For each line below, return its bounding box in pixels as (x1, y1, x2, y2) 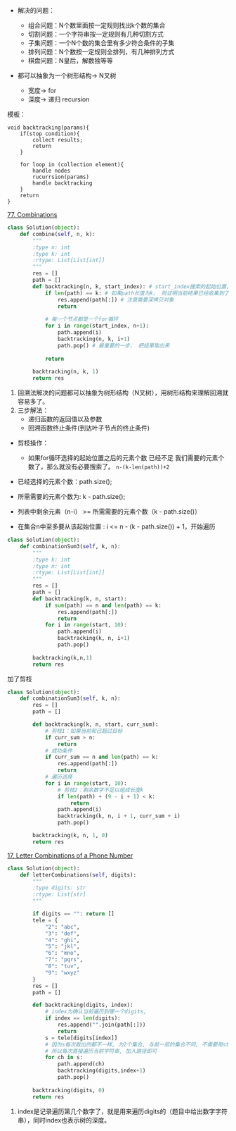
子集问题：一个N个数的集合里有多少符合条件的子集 (27, 39, 175, 47)
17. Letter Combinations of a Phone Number (7, 851, 133, 860)
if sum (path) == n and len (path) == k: (44, 602, 162, 609)
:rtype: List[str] (32, 891, 86, 898)
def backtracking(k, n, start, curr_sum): (32, 721, 159, 728)
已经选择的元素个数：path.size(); (17, 478, 112, 486)
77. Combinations (7, 211, 58, 218)
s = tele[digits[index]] (44, 1034, 118, 1042)
